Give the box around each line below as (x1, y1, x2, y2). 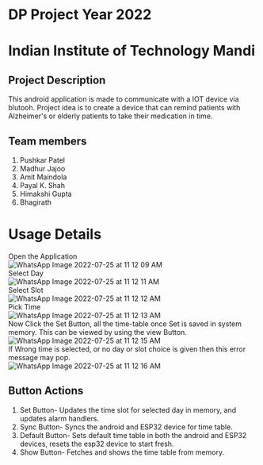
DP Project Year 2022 (8, 6, 152, 24)
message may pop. (8, 352, 71, 362)
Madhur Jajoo (19, 164, 66, 173)
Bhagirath (19, 198, 52, 207)
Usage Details (8, 225, 101, 244)
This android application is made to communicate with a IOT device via (8, 94, 239, 104)
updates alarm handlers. (19, 413, 100, 423)
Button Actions (8, 384, 84, 398)
